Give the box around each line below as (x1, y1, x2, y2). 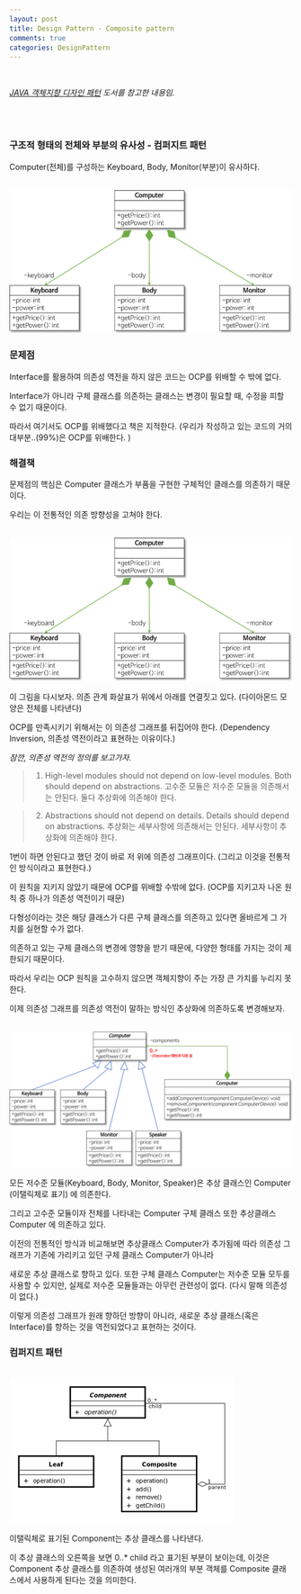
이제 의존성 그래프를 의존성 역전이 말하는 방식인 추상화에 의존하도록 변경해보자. (9, 1004, 286, 1014)
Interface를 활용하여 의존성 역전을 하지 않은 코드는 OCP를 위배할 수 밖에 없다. (9, 371, 282, 382)
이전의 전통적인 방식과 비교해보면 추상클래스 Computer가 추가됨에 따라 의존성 (9, 1238, 281, 1249)
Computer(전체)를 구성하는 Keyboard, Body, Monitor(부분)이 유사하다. (9, 161, 261, 172)
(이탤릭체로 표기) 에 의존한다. (9, 1189, 111, 1200)
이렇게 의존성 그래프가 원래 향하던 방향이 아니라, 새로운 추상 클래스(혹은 (9, 1310, 259, 1321)
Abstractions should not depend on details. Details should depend (44, 810, 289, 821)
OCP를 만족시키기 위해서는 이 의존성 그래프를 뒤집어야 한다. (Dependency (9, 722, 270, 733)
